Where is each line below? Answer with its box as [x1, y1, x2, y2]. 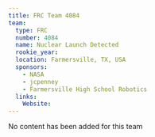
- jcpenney [22, 78, 59, 86]
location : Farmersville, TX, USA [15, 56, 126, 64]
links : [15, 93, 37, 101]
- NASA [22, 70, 45, 78]
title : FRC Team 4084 [8, 11, 80, 20]
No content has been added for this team [8, 122, 143, 131]
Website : [22, 100, 52, 108]
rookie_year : [15, 48, 59, 56]
